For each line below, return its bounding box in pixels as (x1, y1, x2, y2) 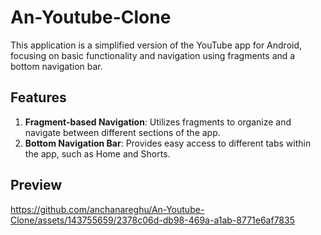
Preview (10, 177, 63, 194)
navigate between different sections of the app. (24, 126, 221, 138)
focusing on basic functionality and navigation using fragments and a (10, 49, 296, 61)
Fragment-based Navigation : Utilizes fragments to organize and (24, 116, 292, 128)
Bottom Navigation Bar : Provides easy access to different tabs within (24, 137, 312, 149)
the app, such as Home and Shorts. (24, 147, 171, 160)
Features (10, 89, 67, 106)
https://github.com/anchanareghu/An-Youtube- (10, 203, 205, 215)
